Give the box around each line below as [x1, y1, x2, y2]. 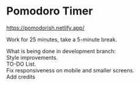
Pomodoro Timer [6, 4, 93, 18]
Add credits [6, 73, 35, 80]
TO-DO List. [6, 60, 37, 68]
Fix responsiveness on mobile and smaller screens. [6, 66, 135, 74]
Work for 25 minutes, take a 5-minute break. [6, 36, 117, 43]
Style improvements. [6, 54, 58, 61]
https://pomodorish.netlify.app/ [6, 24, 85, 31]
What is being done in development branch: [6, 47, 116, 55]
